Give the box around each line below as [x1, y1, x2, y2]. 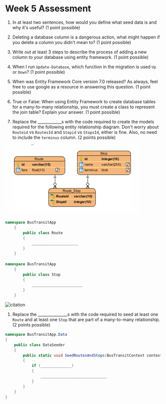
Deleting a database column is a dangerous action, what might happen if [12, 34, 160, 40]
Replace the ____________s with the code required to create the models [12, 119, 155, 124]
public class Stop [23, 272, 61, 277]
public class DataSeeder [14, 342, 65, 347]
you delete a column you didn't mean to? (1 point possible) [12, 39, 131, 45]
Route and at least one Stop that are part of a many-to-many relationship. [12, 317, 161, 323]
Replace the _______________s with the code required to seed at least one [12, 312, 159, 318]
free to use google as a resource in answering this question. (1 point [12, 83, 151, 89]
